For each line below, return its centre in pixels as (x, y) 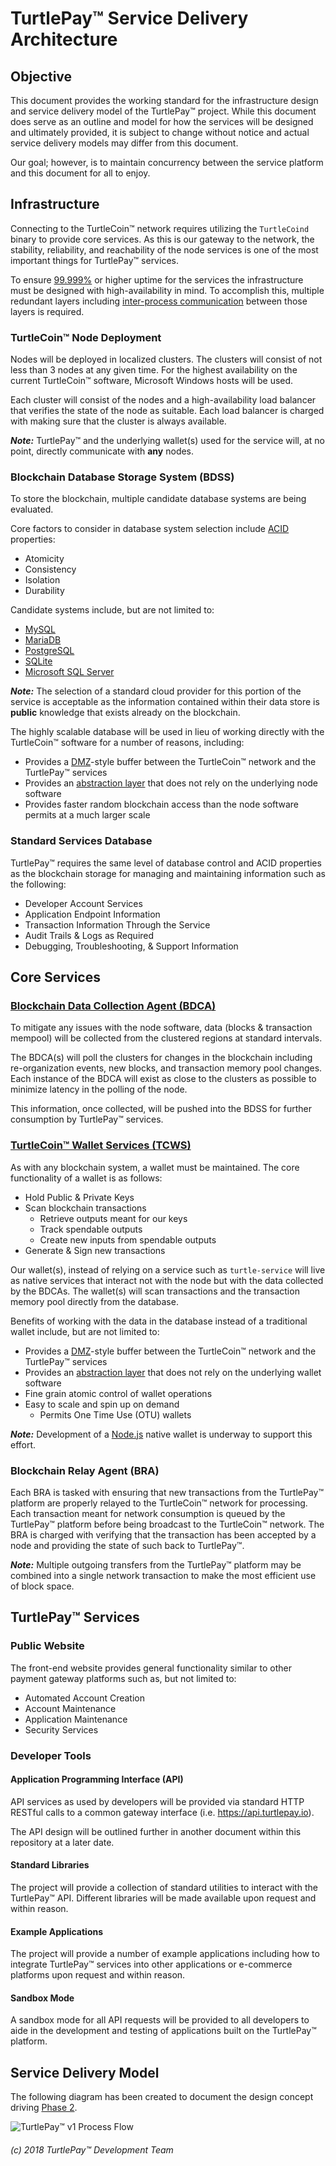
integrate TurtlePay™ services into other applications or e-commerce (151, 1964)
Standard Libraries (50, 1865)
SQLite (38, 661)
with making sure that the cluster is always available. (118, 421)
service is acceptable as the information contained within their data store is (165, 702)
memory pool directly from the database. (94, 1301)
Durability (44, 591)
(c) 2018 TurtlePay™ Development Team (92, 2149)
